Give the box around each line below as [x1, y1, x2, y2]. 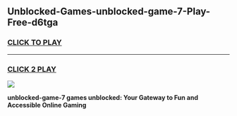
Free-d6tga [7, 17, 59, 29]
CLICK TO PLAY [7, 38, 62, 48]
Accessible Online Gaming [7, 101, 87, 109]
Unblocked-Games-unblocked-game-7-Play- [7, 6, 210, 18]
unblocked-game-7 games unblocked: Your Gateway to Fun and [7, 93, 199, 101]
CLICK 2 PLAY [7, 64, 56, 74]
